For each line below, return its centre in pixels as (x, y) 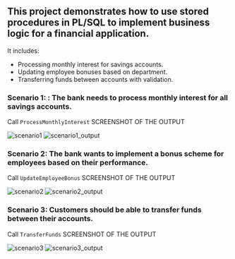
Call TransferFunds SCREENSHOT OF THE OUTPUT (82, 234)
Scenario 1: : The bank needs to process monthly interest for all (117, 97)
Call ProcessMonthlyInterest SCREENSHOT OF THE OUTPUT (96, 122)
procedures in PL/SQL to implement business (109, 23)
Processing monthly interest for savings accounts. (90, 64)
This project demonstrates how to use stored (108, 12)
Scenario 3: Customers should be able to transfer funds (105, 210)
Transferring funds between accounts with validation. (95, 79)
